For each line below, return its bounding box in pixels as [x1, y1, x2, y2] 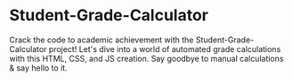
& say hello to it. [9, 63, 69, 73]
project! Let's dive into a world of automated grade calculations [48, 43, 281, 54]
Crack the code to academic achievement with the [9, 34, 194, 45]
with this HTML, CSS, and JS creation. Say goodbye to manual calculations [9, 53, 284, 63]
